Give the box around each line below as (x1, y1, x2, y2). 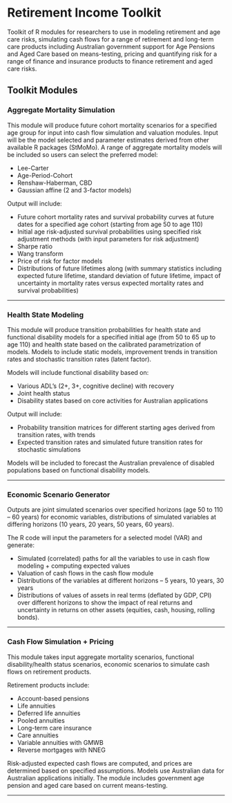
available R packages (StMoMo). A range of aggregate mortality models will (7, 143, 222, 151)
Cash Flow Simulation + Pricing (7, 637, 114, 647)
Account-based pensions (17, 694, 90, 703)
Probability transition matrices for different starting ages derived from (17, 423, 215, 432)
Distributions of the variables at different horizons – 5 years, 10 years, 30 (17, 576, 224, 585)
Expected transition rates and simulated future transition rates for (17, 438, 203, 446)
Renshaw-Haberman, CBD (17, 178, 93, 187)
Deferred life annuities (17, 709, 81, 717)
